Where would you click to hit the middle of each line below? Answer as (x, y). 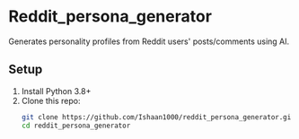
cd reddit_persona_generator (76, 126)
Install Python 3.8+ (56, 91)
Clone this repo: (51, 100)
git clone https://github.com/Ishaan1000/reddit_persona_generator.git (158, 117)
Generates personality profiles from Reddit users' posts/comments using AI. (149, 41)
